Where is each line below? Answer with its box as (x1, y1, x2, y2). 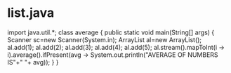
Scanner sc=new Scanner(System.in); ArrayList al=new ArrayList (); (7, 35, 202, 44)
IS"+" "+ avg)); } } (7, 58, 59, 66)
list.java (7, 5, 55, 21)
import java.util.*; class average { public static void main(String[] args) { (7, 28, 215, 36)
